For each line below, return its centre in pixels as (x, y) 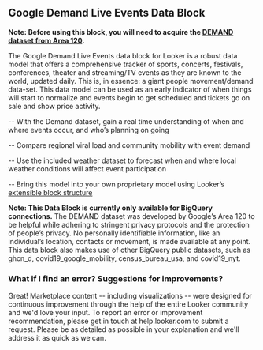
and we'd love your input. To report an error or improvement (106, 313)
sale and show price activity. (54, 106)
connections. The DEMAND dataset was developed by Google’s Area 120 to (131, 216)
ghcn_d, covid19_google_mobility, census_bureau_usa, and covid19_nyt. (125, 258)
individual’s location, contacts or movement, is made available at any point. (130, 241)
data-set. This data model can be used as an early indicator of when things (130, 89)
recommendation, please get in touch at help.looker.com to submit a (119, 321)
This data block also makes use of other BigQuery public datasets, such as (129, 250)
